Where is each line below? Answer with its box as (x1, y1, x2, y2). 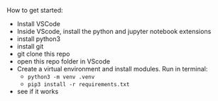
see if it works (16, 88, 59, 95)
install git (16, 42, 44, 50)
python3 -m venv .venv (27, 73, 95, 81)
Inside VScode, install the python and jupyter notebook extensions (16, 28, 212, 35)
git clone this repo (16, 49, 70, 58)
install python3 (16, 35, 61, 43)
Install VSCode (16, 20, 61, 28)
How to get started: (6, 6, 63, 14)
